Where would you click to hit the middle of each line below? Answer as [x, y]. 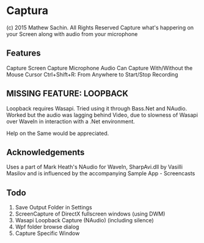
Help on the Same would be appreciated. [58, 133]
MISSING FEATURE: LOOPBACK [67, 94]
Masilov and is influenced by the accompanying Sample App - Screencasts [101, 173]
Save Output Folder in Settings [54, 208]
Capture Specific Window [47, 233]
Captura [27, 11]
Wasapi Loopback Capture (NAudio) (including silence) [84, 220]
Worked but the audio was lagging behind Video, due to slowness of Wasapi [102, 115]
